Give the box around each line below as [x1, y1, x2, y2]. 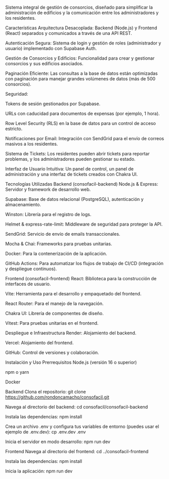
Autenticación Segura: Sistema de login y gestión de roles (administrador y [5, 40, 161, 46]
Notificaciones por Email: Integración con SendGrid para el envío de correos [5, 136, 164, 141]
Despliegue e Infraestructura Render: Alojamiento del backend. [5, 330, 137, 336]
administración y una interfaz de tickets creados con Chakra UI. [5, 171, 138, 177]
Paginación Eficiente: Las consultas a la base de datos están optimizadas [5, 70, 158, 76]
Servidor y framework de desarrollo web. [5, 187, 91, 192]
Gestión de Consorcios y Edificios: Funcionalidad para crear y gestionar [5, 55, 155, 61]
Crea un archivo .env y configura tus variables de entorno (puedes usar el [5, 423, 159, 429]
